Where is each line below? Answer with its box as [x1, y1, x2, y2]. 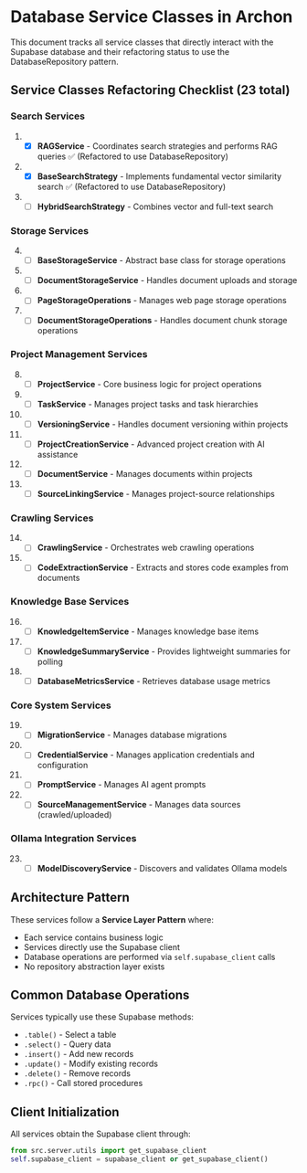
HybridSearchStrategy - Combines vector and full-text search [37, 201, 274, 212]
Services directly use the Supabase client [23, 941, 181, 952]
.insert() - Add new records [23, 1049, 134, 1060]
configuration [37, 760, 89, 771]
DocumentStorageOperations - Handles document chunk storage [37, 315, 288, 326]
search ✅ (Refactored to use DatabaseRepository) [37, 181, 227, 192]
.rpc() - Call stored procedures [23, 1078, 143, 1089]
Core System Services [10, 699, 112, 712]
